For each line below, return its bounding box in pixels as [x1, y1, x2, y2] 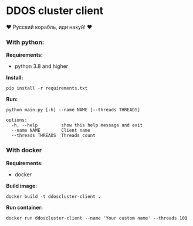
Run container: [6, 204, 43, 211]
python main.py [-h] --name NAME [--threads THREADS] [6, 107, 141, 113]
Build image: [6, 182, 38, 189]
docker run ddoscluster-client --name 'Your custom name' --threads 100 [6, 215, 188, 221]
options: [6, 117, 28, 124]
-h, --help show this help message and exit [11, 122, 143, 128]
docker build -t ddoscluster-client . [6, 193, 101, 200]
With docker [6, 146, 42, 155]
